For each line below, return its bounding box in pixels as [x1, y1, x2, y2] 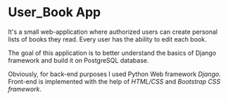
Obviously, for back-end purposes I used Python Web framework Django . [8, 70, 221, 78]
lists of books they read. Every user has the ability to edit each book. [8, 35, 207, 43]
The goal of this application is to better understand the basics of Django [8, 49, 217, 57]
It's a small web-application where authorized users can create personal [8, 27, 217, 36]
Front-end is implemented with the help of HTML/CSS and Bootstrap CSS [8, 77, 221, 85]
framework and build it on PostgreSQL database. [8, 56, 150, 64]
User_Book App [8, 4, 101, 20]
